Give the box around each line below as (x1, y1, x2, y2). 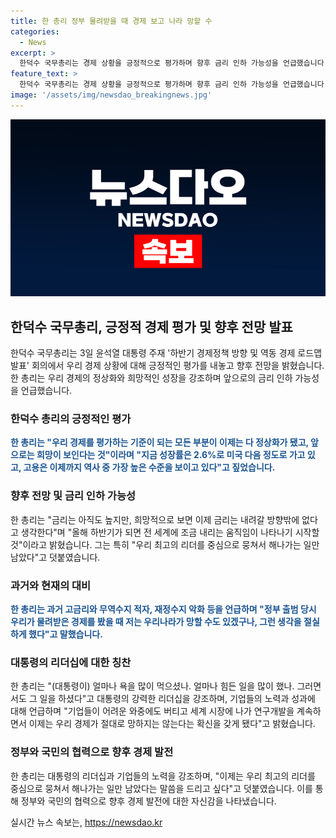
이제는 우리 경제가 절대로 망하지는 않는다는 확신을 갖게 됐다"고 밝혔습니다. (28, 718, 316, 730)
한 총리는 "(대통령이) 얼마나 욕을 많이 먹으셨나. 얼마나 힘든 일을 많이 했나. (10, 680, 295, 692)
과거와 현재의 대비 (10, 578, 92, 592)
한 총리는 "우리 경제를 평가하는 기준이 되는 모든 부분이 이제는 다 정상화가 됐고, (10, 436, 309, 449)
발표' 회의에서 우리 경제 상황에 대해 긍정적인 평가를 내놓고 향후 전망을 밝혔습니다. (10, 360, 325, 372)
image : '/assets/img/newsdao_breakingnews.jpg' (10, 90, 213, 100)
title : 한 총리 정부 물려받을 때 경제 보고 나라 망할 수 (10, 16, 213, 26)
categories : (10, 26, 60, 37)
